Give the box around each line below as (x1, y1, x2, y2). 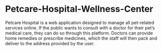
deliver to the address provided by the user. (5, 40, 95, 46)
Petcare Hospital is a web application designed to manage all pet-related (5, 20, 155, 25)
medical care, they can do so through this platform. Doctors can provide (5, 30, 154, 36)
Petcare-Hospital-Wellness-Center (5, 3, 154, 15)
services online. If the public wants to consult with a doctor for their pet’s (5, 25, 155, 30)
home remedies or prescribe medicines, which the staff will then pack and (5, 35, 158, 41)
